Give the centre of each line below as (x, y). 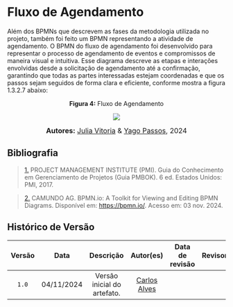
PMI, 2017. (39, 184)
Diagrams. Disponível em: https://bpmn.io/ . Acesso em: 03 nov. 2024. (123, 205)
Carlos (147, 280)
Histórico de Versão (51, 227)
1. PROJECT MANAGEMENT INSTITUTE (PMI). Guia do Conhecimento (124, 170)
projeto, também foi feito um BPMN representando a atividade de (100, 38)
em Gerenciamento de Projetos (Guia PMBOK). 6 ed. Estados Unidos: (123, 177)
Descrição (106, 255)
